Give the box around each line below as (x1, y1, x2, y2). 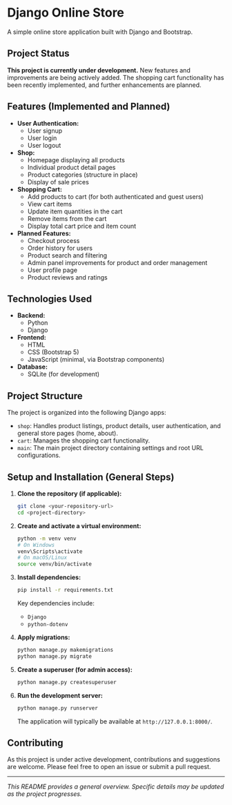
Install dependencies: (17, 573, 81, 581)
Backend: (17, 311, 46, 320)
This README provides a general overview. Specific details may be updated (7, 782, 224, 791)
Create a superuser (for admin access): (17, 665, 133, 674)
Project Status (7, 48, 70, 59)
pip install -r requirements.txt (17, 587, 114, 594)
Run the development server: (17, 691, 104, 699)
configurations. (17, 451, 61, 460)
